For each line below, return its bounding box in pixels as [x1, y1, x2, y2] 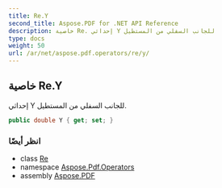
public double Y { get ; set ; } [8, 116, 114, 124]
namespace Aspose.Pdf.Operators [19, 162, 135, 172]
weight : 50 [8, 42, 45, 50]
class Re [19, 153, 48, 163]
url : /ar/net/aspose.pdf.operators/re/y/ [8, 49, 150, 57]
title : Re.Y [8, 11, 48, 20]
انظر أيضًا [8, 135, 41, 146]
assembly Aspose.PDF [19, 170, 95, 180]
